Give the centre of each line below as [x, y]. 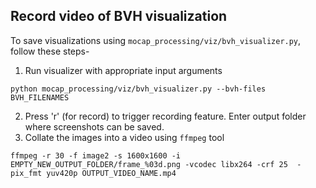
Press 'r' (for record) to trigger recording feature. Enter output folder [165, 116]
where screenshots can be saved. [94, 126]
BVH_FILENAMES [40, 97]
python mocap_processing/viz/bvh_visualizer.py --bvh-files [138, 89]
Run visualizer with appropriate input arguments [123, 70]
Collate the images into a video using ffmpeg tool [124, 137]
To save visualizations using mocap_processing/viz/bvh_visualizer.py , [156, 40]
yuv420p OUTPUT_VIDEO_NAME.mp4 [111, 173]
